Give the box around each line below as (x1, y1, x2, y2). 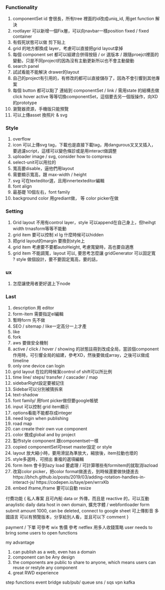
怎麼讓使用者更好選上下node (12, 281, 71, 286)
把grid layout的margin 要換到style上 (12, 238, 85, 244)
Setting (5, 208, 24, 215)
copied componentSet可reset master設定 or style (12, 444, 112, 450)
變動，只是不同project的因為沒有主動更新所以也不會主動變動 (12, 58, 134, 64)
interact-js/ (12, 479, 35, 485)
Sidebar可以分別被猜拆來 (12, 386, 63, 392)
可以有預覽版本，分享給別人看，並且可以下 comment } (19, 514, 129, 520)
